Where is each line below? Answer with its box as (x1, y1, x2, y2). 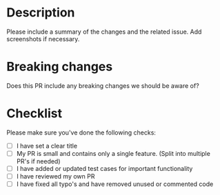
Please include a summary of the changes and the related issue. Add (6, 27, 202, 36)
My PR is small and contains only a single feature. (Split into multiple (16, 149, 211, 157)
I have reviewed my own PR (16, 172, 95, 180)
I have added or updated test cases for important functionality (16, 164, 193, 172)
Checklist (6, 106, 63, 122)
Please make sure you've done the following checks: (6, 128, 157, 137)
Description (6, 5, 75, 21)
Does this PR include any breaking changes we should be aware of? (6, 81, 199, 90)
